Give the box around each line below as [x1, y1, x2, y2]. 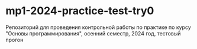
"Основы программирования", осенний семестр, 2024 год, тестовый [5, 30, 181, 37]
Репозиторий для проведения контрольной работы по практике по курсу [5, 24, 191, 31]
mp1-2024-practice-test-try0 [5, 4, 154, 18]
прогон [5, 36, 24, 43]
